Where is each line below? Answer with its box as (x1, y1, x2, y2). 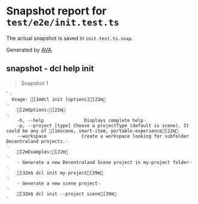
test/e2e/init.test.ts (6, 17, 119, 28)
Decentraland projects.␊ (6, 138, 70, 145)
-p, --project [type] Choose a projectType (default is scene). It (17, 122, 189, 128)
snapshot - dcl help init (6, 64, 94, 74)
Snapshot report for (6, 4, 107, 18)
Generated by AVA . (6, 46, 53, 53)
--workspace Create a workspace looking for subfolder (17, 133, 189, 139)
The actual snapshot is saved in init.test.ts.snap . (6, 34, 133, 41)
